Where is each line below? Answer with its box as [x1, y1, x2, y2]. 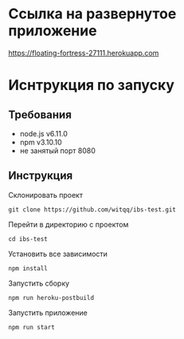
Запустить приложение [8, 308, 88, 317]
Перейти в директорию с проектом [8, 219, 129, 229]
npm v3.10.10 [19, 137, 62, 147]
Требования [8, 108, 72, 121]
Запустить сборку [8, 278, 70, 288]
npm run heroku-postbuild [8, 294, 94, 302]
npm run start [8, 323, 56, 331]
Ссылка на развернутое [8, 5, 177, 23]
